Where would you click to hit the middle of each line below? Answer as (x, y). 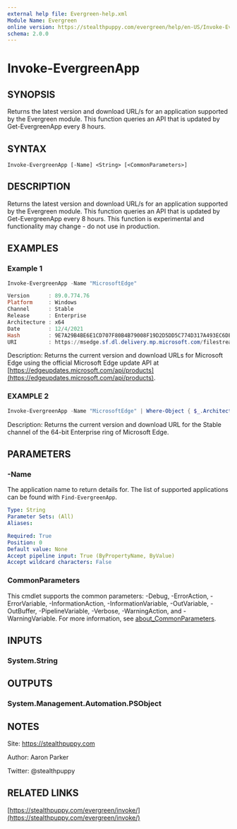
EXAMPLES (33, 248)
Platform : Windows (42, 302)
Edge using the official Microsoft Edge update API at (83, 363)
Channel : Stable (41, 309)
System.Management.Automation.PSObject (85, 704)
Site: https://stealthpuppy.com (51, 743)
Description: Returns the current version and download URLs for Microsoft (115, 355)
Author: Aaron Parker (38, 758)
